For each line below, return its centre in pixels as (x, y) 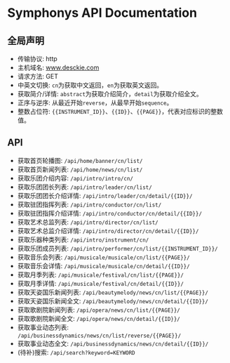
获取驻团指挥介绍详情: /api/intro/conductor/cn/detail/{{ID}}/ (109, 213)
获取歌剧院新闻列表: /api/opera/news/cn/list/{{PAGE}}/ (99, 310)
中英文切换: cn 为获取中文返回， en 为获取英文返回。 (90, 85)
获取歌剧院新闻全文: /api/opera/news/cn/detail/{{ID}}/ (99, 318)
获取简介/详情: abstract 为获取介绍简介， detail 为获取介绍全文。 (110, 94)
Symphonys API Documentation (102, 13)
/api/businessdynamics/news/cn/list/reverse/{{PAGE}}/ (99, 336)
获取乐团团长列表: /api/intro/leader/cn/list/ (84, 187)
